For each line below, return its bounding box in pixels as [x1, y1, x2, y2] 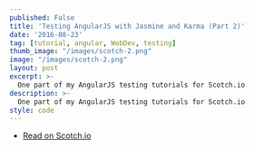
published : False [9, 13, 75, 23]
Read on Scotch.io [22, 130, 92, 141]
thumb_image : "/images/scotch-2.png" [9, 47, 152, 56]
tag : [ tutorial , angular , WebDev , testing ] [9, 38, 177, 48]
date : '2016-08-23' [9, 30, 83, 39]
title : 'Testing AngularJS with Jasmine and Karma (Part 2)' [9, 22, 246, 31]
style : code [9, 106, 54, 115]
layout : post [9, 64, 59, 73]
